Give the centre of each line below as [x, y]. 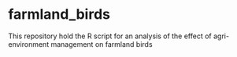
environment [29, 44]
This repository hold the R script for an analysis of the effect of [110, 36]
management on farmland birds [102, 44]
